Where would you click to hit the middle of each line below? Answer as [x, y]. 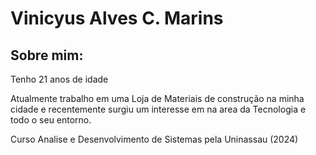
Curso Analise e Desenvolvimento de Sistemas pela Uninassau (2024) [154, 139]
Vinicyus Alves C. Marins [117, 18]
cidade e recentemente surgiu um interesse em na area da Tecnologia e [158, 109]
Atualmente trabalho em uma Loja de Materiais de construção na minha [157, 98]
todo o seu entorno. [51, 120]
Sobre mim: [47, 55]
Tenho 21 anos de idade [59, 79]
